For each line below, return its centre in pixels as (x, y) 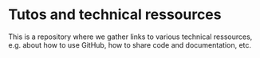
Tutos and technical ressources (115, 15)
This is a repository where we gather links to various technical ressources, (130, 37)
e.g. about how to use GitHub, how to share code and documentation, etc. (130, 44)
